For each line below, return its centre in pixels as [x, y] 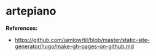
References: [22, 28]
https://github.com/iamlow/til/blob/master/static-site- [82, 40]
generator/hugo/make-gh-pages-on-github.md [74, 46]
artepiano [31, 11]
